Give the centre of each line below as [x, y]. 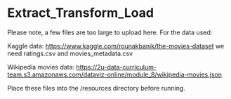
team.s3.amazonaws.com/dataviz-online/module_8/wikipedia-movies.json [115, 74]
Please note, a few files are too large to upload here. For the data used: [110, 32]
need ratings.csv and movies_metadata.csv [70, 53]
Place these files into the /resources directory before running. [97, 88]
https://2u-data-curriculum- [116, 67]
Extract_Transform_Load [81, 13]
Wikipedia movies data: [41, 67]
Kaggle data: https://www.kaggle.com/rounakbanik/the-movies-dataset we [116, 46]
